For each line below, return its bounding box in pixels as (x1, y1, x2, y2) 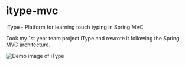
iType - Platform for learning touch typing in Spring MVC (6, 23, 144, 30)
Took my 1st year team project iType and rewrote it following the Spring (6, 35, 180, 42)
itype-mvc (6, 4, 59, 18)
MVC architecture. (6, 41, 51, 48)
